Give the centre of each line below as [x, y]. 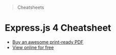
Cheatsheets [31, 7]
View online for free [33, 47]
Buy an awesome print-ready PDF [48, 42]
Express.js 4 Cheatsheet [58, 28]
